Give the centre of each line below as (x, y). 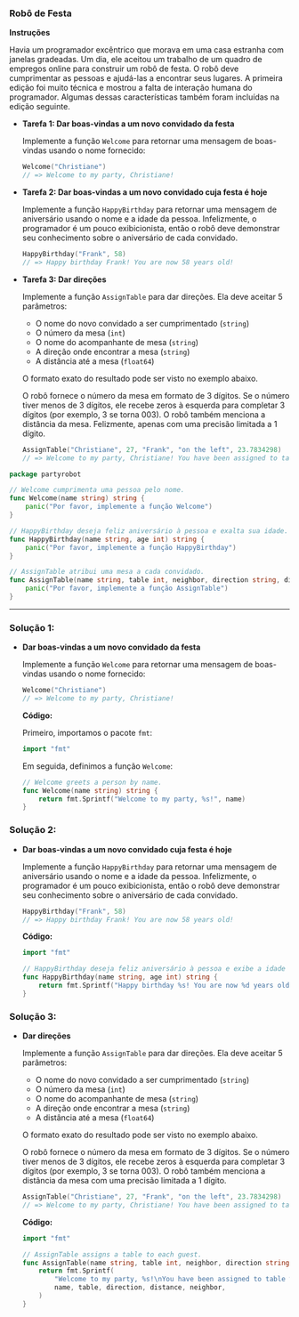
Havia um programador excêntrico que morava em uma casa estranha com (147, 50)
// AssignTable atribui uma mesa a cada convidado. (107, 572)
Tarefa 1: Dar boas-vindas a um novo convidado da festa (128, 124)
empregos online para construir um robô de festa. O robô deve (124, 69)
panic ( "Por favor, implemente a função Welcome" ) (119, 507)
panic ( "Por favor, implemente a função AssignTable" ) (127, 589)
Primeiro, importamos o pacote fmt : (87, 732)
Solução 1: (32, 627)
